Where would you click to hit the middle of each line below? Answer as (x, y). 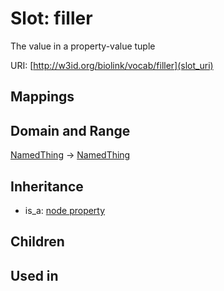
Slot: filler (51, 18)
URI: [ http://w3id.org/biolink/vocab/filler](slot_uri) (112, 65)
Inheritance (47, 186)
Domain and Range (70, 130)
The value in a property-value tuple (83, 46)
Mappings (42, 97)
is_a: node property (65, 210)
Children (37, 242)
